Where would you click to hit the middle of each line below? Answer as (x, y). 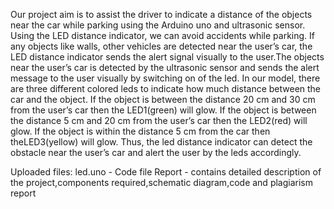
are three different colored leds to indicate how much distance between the (166, 88)
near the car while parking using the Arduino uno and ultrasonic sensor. (158, 25)
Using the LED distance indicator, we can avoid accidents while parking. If (162, 35)
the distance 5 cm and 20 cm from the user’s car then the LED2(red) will (159, 120)
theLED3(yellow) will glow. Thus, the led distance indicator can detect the (161, 142)
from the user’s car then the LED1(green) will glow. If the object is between (163, 110)
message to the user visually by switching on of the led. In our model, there (165, 78)
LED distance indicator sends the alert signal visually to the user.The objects (167, 57)
